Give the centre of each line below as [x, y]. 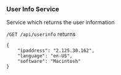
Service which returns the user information [60, 23]
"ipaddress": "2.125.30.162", [56, 51]
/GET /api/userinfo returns [41, 34]
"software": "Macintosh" [49, 62]
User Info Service [33, 9]
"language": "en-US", [45, 56]
